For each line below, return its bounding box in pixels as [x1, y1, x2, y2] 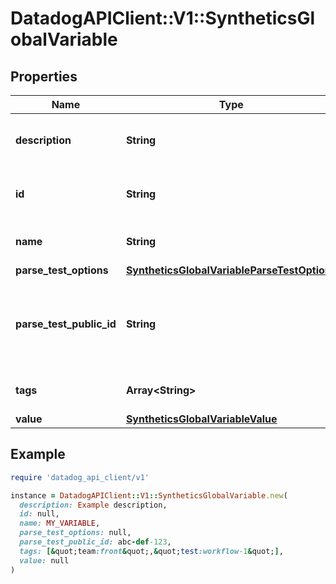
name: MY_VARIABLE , [19, 518, 101, 529]
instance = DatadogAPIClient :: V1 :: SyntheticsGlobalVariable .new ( [10, 490, 288, 501]
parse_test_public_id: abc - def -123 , [19, 537, 172, 547]
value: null [19, 555, 70, 566]
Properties [10, 68, 78, 85]
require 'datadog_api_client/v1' [10, 472, 150, 482]
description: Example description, [19, 500, 168, 510]
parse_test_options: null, [19, 528, 132, 538]
